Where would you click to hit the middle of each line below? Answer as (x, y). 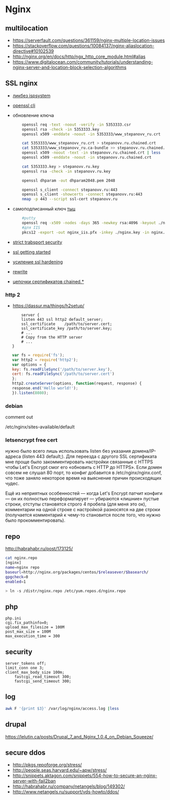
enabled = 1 (16, 582)
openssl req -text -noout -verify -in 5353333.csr (77, 125)
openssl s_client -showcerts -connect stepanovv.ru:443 (82, 194)
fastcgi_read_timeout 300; (43, 677)
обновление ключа (33, 115)
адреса (13, 457)
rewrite (20, 272)
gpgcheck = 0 (17, 577)
